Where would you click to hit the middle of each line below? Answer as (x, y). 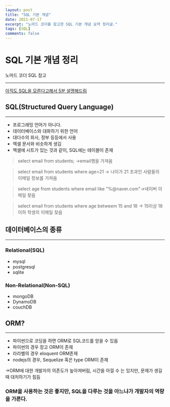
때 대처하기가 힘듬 (23, 377)
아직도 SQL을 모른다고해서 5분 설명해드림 (46, 91)
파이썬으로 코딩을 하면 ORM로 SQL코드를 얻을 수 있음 (65, 341)
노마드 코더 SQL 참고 (26, 75)
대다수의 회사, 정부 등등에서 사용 (44, 137)
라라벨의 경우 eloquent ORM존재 (45, 353)
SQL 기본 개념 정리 (42, 60)
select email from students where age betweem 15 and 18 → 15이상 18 (90, 206)
